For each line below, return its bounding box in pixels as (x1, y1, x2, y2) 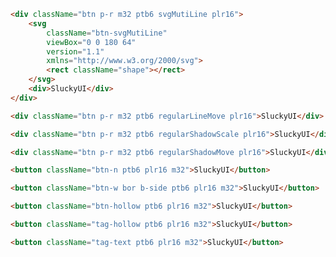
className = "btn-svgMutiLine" (46, 28, 168, 38)
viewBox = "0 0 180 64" (46, 37, 137, 47)
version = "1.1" (46, 46, 105, 57)
